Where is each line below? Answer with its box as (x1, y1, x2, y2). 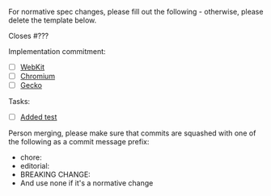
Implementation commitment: (8, 47, 107, 56)
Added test (19, 112, 57, 122)
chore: (19, 152, 42, 162)
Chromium (19, 72, 55, 81)
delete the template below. (8, 15, 97, 25)
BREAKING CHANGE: (19, 169, 91, 180)
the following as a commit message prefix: (8, 137, 150, 147)
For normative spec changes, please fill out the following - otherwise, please (8, 7, 264, 16)
